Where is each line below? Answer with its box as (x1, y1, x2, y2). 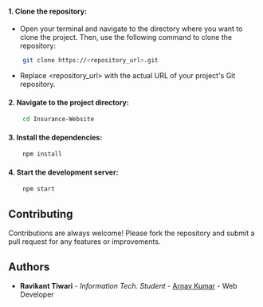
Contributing (8, 207, 73, 221)
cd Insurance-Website (22, 116, 94, 124)
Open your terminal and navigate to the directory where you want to (19, 24, 243, 33)
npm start (22, 185, 56, 193)
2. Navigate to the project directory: (8, 97, 129, 107)
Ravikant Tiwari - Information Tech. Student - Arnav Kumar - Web (19, 281, 237, 290)
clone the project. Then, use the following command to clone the (19, 33, 233, 42)
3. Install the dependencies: (8, 132, 103, 142)
